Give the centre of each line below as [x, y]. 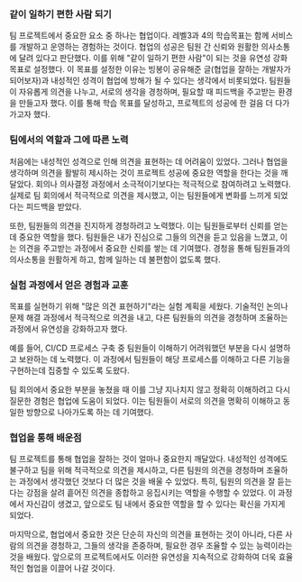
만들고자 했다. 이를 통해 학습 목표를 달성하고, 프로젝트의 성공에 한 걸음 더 [146, 103]
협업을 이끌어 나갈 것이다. [70, 568]
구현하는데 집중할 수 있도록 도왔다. [69, 370]
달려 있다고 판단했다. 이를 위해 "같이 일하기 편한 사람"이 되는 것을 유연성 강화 [153, 58]
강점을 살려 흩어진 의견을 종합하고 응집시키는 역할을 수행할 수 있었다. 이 [151, 493]
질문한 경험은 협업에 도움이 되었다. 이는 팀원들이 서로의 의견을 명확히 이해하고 [145, 400]
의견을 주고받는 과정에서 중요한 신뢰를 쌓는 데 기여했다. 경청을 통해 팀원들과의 [155, 248]
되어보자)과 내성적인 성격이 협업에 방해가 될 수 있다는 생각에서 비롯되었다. [138, 81]
